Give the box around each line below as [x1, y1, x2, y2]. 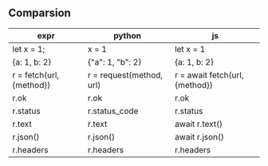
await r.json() [174, 131, 225, 142]
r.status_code [87, 105, 139, 117]
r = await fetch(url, [174, 69, 244, 81]
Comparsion [8, 6, 72, 20]
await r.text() [174, 118, 223, 129]
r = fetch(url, [12, 69, 60, 81]
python [112, 30, 142, 41]
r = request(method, [87, 69, 164, 81]
